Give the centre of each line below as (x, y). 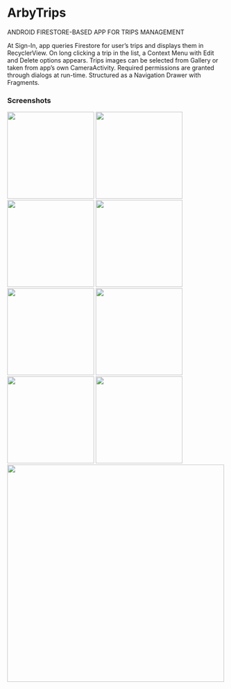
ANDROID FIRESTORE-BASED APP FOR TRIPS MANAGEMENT (96, 32)
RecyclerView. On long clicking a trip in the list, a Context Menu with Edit (111, 53)
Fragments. (24, 82)
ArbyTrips (37, 13)
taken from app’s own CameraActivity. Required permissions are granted (111, 67)
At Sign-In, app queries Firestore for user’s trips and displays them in (105, 45)
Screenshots (29, 100)
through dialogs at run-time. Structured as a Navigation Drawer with (104, 75)
